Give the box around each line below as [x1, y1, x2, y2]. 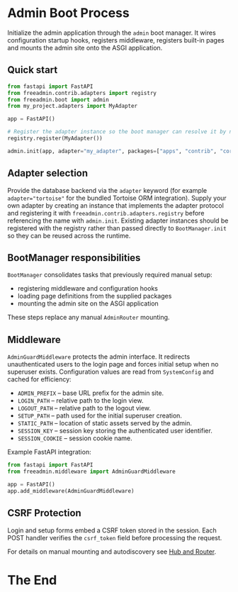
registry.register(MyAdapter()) [7, 135, 103, 142]
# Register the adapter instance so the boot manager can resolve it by [7, 128, 227, 135]
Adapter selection [7, 167, 89, 179]
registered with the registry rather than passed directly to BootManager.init [7, 223, 227, 232]
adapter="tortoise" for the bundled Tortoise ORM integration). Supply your [7, 194, 227, 202]
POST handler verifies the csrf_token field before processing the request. [7, 533, 222, 542]
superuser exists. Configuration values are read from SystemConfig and [7, 367, 214, 376]
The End [7, 572, 57, 588]
